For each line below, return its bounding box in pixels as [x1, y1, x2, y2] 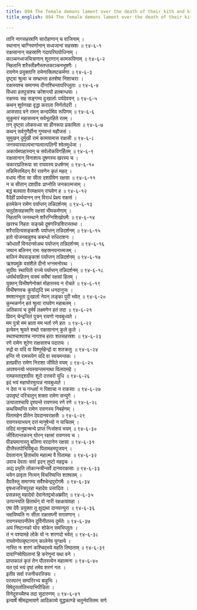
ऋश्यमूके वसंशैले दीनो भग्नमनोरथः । [6, 259, 73, 267]
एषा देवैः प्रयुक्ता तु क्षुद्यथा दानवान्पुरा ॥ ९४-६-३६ [6, 504, 95, 511]
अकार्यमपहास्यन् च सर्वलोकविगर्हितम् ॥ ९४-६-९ [6, 147, 94, 154]
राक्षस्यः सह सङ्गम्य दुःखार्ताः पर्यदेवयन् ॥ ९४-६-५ [6, 95, 98, 102]
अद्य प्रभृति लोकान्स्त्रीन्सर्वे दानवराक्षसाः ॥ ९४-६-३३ [6, 464, 100, 471]
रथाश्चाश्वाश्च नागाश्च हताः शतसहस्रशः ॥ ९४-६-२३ [6, 332, 101, 339]
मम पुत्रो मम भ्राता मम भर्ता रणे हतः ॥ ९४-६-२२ [6, 319, 92, 326]
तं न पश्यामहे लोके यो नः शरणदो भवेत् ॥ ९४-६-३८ [6, 531, 99, 538]
